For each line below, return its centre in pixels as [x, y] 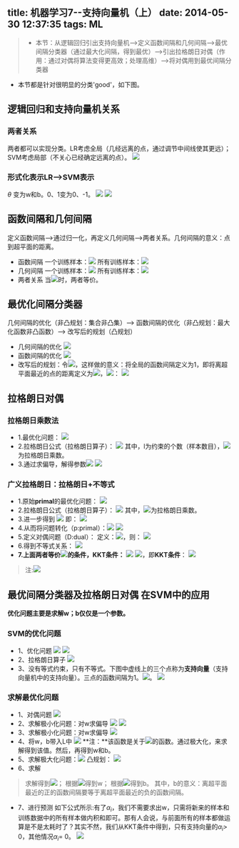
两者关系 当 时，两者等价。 [60, 279]
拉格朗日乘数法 [33, 420]
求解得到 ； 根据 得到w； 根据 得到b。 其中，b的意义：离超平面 [126, 783]
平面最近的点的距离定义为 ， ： [68, 374]
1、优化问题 [35, 650]
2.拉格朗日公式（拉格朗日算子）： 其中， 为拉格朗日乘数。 [109, 510]
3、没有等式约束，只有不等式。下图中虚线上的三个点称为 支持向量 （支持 [123, 668]
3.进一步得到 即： [48, 519]
